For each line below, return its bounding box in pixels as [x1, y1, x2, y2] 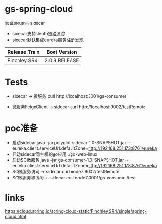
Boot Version [46, 48, 77, 55]
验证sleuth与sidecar [5, 20, 45, 26]
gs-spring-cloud [5, 3, 73, 15]
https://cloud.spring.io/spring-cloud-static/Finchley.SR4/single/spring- [5, 208, 147, 214]
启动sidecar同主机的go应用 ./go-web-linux [12, 151, 98, 157]
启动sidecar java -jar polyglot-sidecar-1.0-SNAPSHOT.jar [12, 139, 126, 145]
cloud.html [5, 213, 27, 219]
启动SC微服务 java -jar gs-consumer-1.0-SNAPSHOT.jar [12, 157, 124, 163]
